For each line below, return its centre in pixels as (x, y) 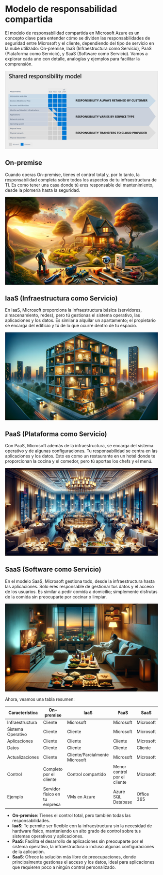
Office (143, 794)
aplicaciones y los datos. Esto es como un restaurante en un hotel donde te (80, 456)
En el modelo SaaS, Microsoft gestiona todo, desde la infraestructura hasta (80, 581)
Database (123, 802)
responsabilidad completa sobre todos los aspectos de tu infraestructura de (81, 179)
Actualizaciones (23, 757)
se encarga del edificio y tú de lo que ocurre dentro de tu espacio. (71, 326)
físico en (52, 794)
